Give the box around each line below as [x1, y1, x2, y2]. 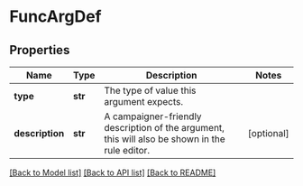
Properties [9, 42, 70, 58]
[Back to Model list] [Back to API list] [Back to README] [9, 167, 216, 178]
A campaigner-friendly [103, 110, 202, 123]
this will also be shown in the [103, 133, 225, 145]
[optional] [247, 127, 289, 139]
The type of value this [103, 84, 197, 97]
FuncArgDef [9, 6, 102, 27]
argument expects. [103, 96, 184, 107]
